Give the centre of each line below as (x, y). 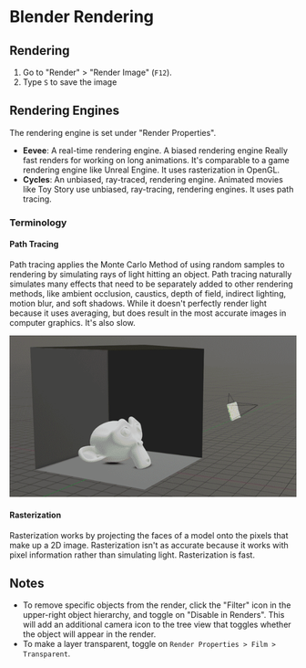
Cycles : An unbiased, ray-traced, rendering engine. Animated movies (153, 179)
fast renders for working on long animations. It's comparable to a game (156, 160)
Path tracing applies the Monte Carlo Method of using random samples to (147, 264)
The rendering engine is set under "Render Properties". (113, 132)
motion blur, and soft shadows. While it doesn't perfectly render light (138, 303)
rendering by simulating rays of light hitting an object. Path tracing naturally (151, 274)
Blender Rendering (82, 17)
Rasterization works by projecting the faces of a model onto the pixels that (149, 535)
